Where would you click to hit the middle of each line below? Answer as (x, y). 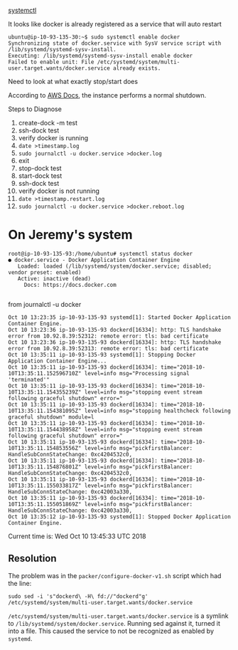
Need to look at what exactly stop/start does (73, 82)
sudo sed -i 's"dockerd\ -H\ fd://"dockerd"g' (78, 596)
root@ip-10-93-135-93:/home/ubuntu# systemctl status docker (101, 253)
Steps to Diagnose (35, 109)
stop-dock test (40, 168)
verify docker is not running (59, 191)
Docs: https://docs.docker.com (70, 285)
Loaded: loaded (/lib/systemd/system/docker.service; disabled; (115, 266)
